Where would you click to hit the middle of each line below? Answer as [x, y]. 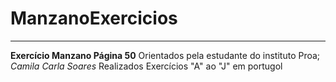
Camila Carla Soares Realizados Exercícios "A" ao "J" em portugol [146, 66]
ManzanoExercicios [94, 18]
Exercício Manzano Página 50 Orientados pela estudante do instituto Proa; [165, 55]
